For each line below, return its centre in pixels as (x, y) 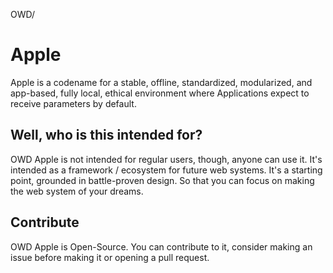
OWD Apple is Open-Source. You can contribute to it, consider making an (161, 246)
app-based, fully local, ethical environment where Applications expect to (160, 93)
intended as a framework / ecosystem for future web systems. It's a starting (166, 170)
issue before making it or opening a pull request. (110, 257)
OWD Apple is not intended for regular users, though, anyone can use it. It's (166, 159)
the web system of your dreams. (77, 191)
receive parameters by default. (73, 103)
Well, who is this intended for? (106, 135)
